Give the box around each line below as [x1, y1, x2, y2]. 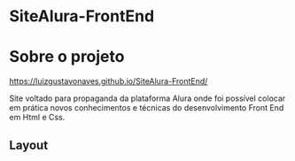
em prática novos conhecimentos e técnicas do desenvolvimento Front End [9, 103, 284, 113]
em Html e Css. [9, 112, 66, 123]
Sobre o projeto [9, 47, 125, 67]
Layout [9, 137, 49, 152]
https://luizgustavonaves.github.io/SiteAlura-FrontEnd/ [9, 76, 208, 87]
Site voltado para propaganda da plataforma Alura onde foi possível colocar [9, 93, 286, 103]
